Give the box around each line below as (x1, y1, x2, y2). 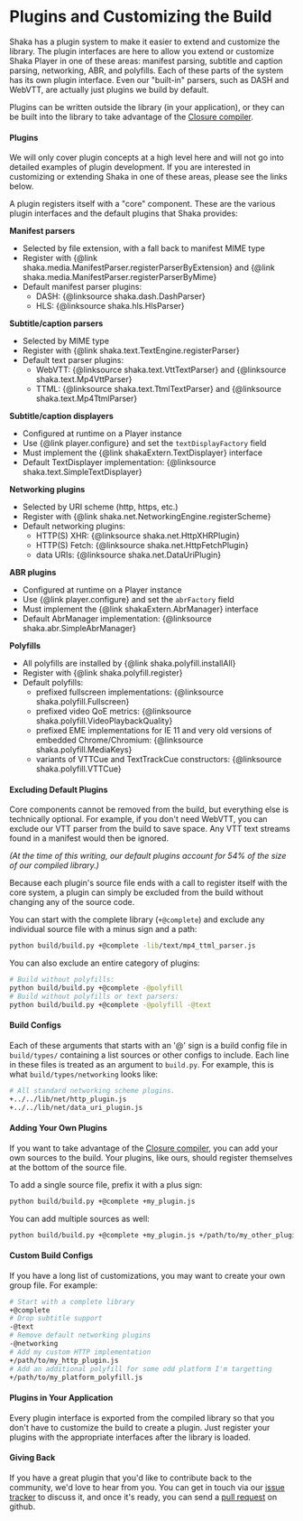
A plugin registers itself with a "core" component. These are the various (9, 199, 276, 210)
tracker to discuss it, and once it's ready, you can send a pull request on (9, 1491, 278, 1502)
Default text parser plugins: (22, 355, 124, 366)
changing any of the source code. (9, 897, 135, 908)
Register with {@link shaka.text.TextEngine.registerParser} (22, 345, 241, 356)
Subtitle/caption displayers (9, 411, 115, 422)
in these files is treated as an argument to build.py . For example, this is (9, 1059, 274, 1069)
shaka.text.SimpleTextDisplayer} (22, 467, 142, 478)
